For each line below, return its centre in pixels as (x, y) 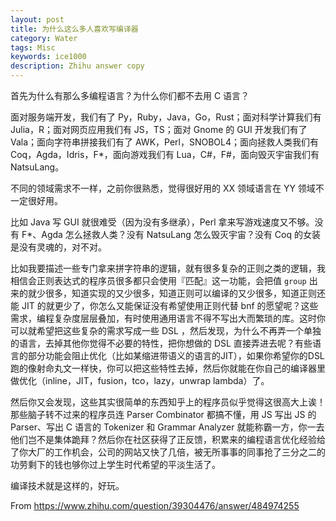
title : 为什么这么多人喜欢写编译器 (74, 29)
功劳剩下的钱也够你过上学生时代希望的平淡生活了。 (115, 464)
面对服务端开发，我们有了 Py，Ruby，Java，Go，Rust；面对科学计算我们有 (166, 117)
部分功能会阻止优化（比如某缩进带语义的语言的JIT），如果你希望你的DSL (176, 355)
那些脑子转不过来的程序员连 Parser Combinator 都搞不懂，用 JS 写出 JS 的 (163, 414)
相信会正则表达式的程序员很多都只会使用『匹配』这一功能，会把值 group (158, 280)
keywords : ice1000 (48, 57)
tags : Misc (33, 47)
